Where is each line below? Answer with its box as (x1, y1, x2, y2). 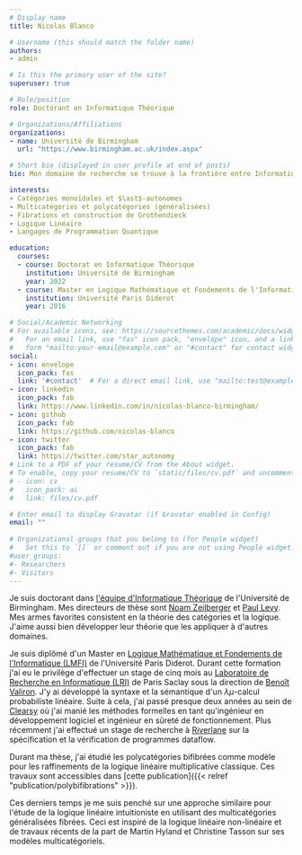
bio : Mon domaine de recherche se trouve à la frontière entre (9, 170, 252, 179)
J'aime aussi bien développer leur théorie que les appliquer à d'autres (9, 621, 268, 632)
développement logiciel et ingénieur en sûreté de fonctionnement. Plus (9, 715, 271, 726)
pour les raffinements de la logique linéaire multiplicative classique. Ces (9, 761, 276, 772)
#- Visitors (9, 568, 54, 577)
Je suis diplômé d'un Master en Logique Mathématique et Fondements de (9, 648, 283, 659)
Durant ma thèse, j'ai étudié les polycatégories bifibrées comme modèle (9, 752, 276, 762)
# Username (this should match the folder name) (9, 38, 195, 47)
